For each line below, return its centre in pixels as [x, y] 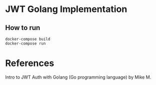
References [30, 63]
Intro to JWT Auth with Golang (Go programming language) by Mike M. [78, 77]
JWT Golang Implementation [66, 9]
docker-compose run [26, 43]
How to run [23, 28]
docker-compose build [28, 39]
